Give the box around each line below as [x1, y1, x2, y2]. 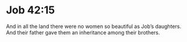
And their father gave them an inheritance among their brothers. [6, 29, 160, 36]
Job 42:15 [6, 3, 56, 17]
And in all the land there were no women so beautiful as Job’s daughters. [6, 23, 182, 30]
